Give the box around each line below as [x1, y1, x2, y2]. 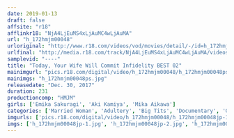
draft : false [7, 17, 45, 24]
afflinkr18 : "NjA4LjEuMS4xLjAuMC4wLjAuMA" [7, 29, 132, 37]
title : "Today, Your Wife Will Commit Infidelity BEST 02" [7, 62, 182, 69]
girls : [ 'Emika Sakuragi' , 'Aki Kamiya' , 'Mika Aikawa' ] [7, 101, 176, 108]
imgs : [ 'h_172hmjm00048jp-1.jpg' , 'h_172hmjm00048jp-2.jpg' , [7, 120, 189, 128]
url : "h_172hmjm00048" [7, 36, 73, 43]
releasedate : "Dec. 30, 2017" [7, 82, 95, 89]
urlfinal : [7, 49, 36, 56]
